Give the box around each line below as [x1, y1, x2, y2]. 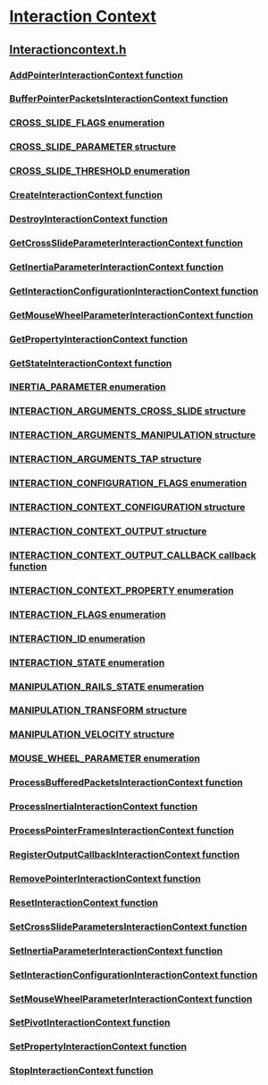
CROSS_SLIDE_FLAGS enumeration [9, 116, 165, 129]
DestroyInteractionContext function [9, 213, 168, 226]
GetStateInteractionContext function [9, 356, 172, 369]
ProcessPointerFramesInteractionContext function [9, 824, 235, 837]
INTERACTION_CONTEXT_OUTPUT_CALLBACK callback [9, 549, 256, 561]
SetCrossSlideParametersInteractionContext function [9, 920, 247, 933]
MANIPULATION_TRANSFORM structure [9, 705, 188, 717]
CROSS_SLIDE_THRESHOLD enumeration [9, 165, 190, 177]
